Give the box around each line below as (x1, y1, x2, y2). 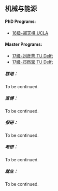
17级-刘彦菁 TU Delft (12, 53, 53, 58)
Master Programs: (5, 41, 43, 47)
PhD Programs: (5, 19, 36, 24)
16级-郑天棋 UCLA (12, 30, 48, 36)
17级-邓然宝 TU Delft (12, 59, 53, 65)
